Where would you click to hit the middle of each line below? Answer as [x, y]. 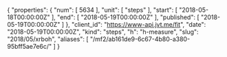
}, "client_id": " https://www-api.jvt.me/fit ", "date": [136, 24]
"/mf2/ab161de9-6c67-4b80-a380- [140, 39]
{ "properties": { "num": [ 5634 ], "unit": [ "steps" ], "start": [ [92, 10]
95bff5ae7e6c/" [30, 46]
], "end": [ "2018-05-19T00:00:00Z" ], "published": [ [125, 17]
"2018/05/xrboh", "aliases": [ [48, 39]
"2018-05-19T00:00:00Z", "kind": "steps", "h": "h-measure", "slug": [103, 32]
